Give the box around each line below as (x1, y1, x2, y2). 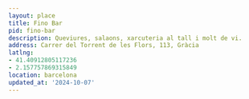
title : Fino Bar (8, 19, 63, 27)
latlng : (8, 49, 35, 57)
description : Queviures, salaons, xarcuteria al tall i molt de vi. (8, 34, 243, 42)
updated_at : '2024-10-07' (8, 78, 95, 86)
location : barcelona (8, 71, 78, 79)
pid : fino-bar (8, 26, 56, 34)
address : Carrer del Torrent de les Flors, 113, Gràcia (8, 42, 199, 49)
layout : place (8, 11, 56, 20)
